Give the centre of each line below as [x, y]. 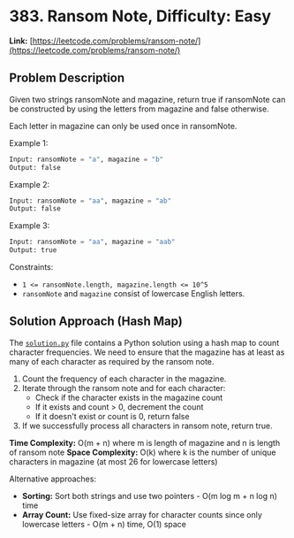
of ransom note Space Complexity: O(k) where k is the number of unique [143, 452]
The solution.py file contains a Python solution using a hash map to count [144, 342]
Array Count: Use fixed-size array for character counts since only [142, 514]
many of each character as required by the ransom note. [112, 361]
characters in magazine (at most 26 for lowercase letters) [113, 461]
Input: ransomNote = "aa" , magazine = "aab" [92, 242]
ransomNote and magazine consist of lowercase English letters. [133, 293]
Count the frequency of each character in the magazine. [124, 379]
